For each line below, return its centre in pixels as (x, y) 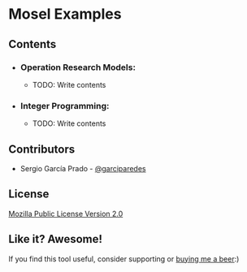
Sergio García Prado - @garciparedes (83, 168)
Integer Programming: (65, 106)
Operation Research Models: (78, 67)
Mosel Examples (65, 14)
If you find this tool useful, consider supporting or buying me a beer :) (124, 259)
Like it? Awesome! (56, 239)
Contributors (42, 149)
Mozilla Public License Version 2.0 (66, 214)
